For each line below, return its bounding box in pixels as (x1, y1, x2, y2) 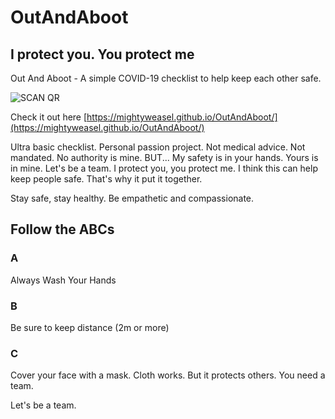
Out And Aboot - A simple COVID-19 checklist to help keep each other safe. (10, 72, 322, 84)
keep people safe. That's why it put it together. (10, 173, 203, 185)
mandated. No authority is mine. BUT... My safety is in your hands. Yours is (10, 152, 319, 163)
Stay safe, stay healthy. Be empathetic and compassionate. (10, 192, 255, 204)
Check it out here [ (10, 111, 88, 123)
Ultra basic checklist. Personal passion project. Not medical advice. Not (10, 141, 306, 153)
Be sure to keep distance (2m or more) (10, 321, 170, 333)
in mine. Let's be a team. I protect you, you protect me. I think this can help (10, 162, 318, 174)
